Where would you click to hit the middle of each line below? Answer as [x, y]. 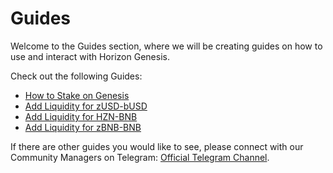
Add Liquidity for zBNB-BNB [83, 127]
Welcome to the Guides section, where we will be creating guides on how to [166, 46]
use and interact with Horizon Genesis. [90, 56]
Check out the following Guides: [76, 76]
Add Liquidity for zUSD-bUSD [86, 106]
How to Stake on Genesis [77, 95]
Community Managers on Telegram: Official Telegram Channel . [140, 157]
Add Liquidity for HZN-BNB [81, 116]
